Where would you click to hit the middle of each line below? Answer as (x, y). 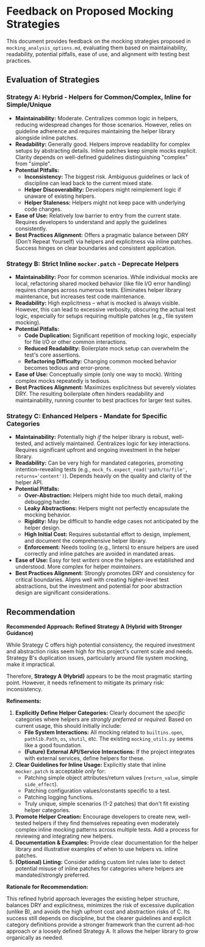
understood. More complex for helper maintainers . (78, 567)
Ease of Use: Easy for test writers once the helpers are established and (105, 561)
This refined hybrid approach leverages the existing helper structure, (93, 899)
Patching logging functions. (59, 797)
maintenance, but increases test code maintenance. (80, 296)
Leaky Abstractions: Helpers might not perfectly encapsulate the (106, 509)
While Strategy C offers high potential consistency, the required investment (101, 645)
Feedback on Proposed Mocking (90, 11)
